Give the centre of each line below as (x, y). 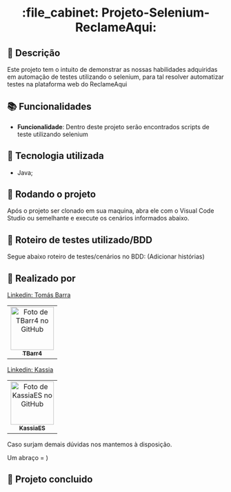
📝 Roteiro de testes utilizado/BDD (80, 240)
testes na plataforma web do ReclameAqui (67, 84)
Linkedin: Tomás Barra (39, 295)
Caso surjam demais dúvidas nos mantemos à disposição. (90, 444)
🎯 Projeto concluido (50, 479)
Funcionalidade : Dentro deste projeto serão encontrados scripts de (113, 126)
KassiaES (32, 428)
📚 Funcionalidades (49, 107)
